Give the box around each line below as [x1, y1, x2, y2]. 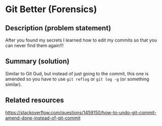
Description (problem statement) [5, 24, 111, 32]
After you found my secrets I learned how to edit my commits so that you [5, 37, 157, 43]
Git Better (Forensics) [5, 4, 97, 15]
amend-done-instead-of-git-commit [5, 115, 81, 121]
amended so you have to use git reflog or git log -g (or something [5, 76, 149, 82]
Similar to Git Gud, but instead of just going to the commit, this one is [5, 70, 149, 76]
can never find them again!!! [5, 43, 64, 49]
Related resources [5, 96, 64, 105]
